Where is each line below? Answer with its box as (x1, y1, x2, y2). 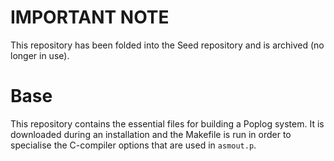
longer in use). (10, 49, 70, 61)
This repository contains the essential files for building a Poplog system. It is (10, 117, 325, 130)
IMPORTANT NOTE (10, 6, 170, 29)
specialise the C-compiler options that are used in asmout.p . (10, 139, 257, 151)
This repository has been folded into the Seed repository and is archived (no (10, 39, 325, 51)
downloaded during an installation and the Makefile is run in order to (10, 128, 292, 140)
